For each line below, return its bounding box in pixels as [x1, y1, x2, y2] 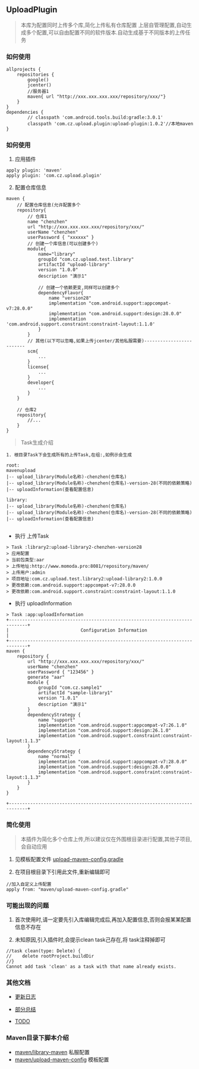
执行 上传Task [14, 533, 49, 540]
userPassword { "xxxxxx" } [27, 235, 94, 241]
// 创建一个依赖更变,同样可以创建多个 [37, 285, 120, 291]
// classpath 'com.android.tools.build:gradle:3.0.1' [27, 114, 163, 121]
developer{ [27, 380, 55, 386]
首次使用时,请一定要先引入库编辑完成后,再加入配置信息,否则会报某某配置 [14, 916, 191, 923]
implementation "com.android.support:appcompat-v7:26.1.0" [37, 722, 187, 729]
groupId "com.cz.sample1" [37, 685, 102, 691]
